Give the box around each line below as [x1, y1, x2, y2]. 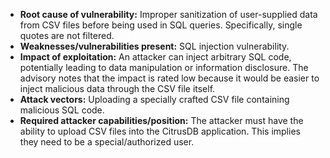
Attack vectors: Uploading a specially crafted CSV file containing [19, 94, 290, 105]
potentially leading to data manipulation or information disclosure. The [19, 62, 309, 73]
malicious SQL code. [19, 104, 105, 116]
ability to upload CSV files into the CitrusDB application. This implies [19, 125, 301, 137]
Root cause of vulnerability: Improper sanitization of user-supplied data [19, 9, 318, 20]
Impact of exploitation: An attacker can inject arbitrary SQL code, [19, 51, 292, 63]
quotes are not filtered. [19, 30, 115, 41]
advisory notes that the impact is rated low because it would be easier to [19, 72, 320, 84]
